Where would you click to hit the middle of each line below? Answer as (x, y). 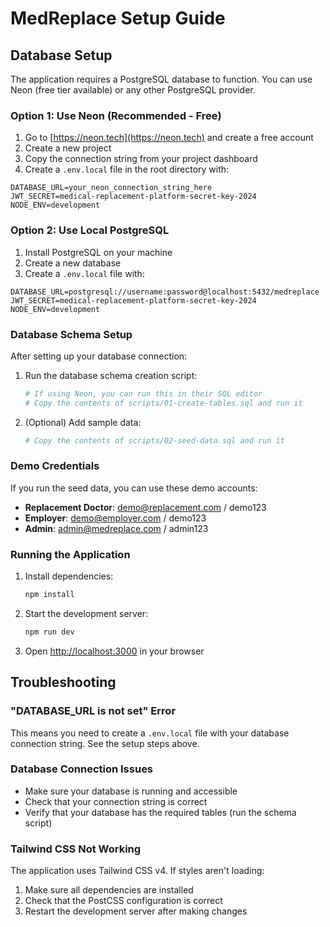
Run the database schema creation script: (111, 375)
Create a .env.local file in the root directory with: (127, 169)
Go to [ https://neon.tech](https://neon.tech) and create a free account (169, 138)
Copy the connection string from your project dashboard (141, 159)
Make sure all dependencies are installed (109, 890)
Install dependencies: (69, 576)
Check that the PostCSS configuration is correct (123, 901)
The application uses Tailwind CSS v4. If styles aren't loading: (137, 871)
